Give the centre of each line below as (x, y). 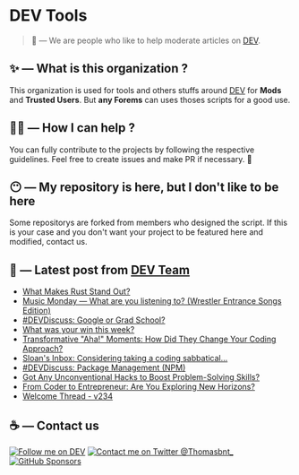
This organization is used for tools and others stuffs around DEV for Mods (145, 90)
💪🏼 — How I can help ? (73, 128)
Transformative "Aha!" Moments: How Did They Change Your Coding (149, 339)
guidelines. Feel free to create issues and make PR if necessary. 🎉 (131, 159)
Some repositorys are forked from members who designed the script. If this (149, 223)
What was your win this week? (78, 330)
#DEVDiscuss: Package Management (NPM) (104, 367)
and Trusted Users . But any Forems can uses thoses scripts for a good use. (150, 99)
